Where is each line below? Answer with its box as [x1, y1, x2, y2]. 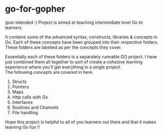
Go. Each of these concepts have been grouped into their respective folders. [5, 39, 159, 45]
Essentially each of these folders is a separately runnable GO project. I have [5, 53, 157, 59]
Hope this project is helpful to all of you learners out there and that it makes [5, 119, 157, 125]
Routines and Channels [12, 104, 59, 110]
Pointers [12, 84, 29, 89]
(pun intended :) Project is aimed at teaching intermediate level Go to [5, 19, 143, 25]
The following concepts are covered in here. [5, 69, 94, 75]
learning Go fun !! [5, 124, 40, 130]
